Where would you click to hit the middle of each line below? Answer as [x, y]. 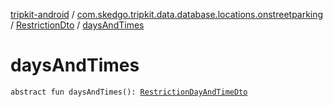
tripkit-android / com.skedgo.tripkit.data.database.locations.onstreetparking [167, 14]
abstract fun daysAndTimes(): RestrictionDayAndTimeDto [129, 92]
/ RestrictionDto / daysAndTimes [77, 25]
